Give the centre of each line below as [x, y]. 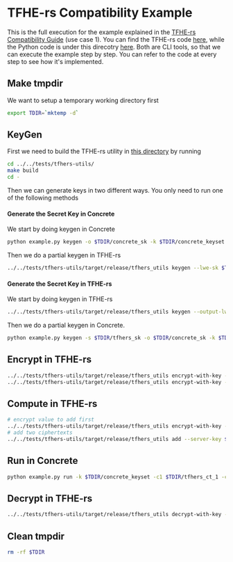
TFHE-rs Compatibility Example [100, 13]
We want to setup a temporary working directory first [83, 100]
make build [23, 171]
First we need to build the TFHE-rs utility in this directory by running [104, 152]
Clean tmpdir [36, 536]
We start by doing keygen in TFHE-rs [60, 299]
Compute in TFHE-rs [52, 404]
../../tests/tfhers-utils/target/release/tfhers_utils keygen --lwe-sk [113, 268]
